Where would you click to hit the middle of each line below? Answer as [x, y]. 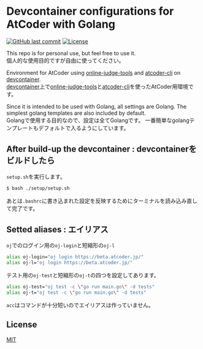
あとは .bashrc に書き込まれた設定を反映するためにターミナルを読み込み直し [102, 201]
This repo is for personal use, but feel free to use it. [71, 53]
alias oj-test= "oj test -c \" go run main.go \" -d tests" [81, 287]
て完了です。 [22, 208]
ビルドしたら [31, 161]
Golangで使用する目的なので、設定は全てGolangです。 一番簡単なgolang [98, 120]
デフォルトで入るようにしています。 [84, 128]
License [22, 325]
